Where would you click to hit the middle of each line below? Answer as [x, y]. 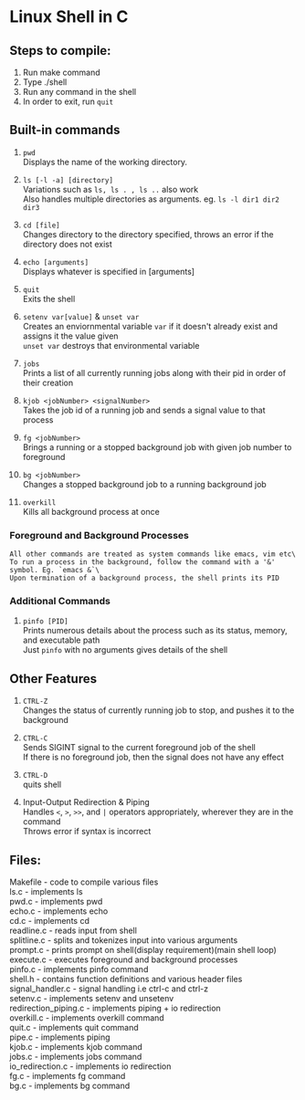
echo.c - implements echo [59, 911]
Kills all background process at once [91, 511]
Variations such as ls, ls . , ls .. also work [110, 189]
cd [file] [42, 225]
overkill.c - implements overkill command [87, 1018]
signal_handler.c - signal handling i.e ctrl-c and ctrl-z [109, 989]
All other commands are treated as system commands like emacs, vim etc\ [153, 554]
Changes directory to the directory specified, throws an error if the [148, 234]
